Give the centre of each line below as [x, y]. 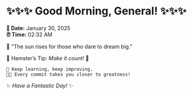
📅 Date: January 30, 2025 [38, 28]
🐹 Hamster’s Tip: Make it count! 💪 [48, 58]
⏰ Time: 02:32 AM [29, 34]
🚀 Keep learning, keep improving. [50, 69]
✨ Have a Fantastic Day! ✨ [40, 85]
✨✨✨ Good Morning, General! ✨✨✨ [96, 11]
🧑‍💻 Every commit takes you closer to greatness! [68, 74]
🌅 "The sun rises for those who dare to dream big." [69, 46]
